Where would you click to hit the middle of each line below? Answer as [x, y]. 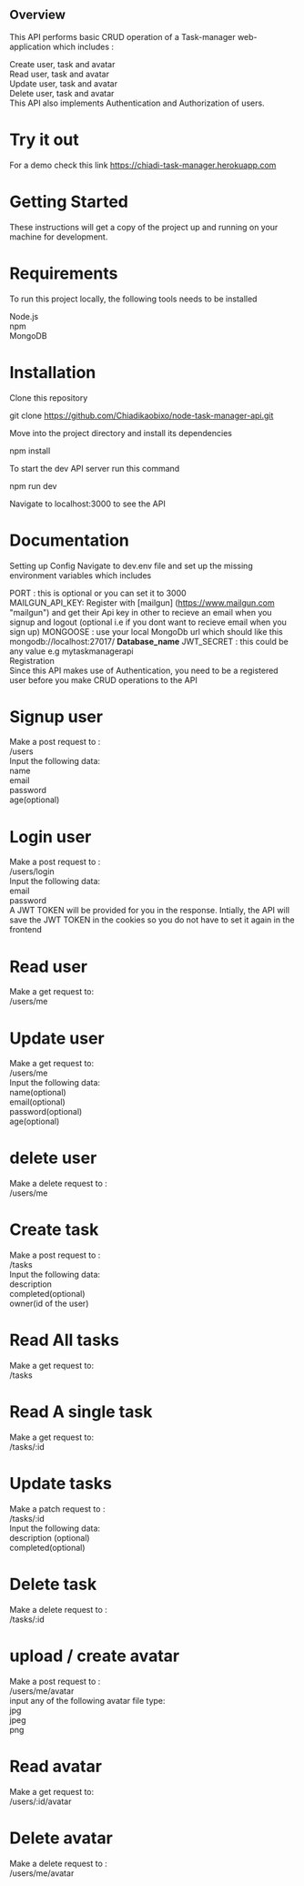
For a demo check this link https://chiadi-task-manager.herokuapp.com [143, 165]
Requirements [64, 273]
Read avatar [56, 1767]
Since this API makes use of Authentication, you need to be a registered [144, 670]
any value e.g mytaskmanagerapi [71, 651]
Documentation [70, 540]
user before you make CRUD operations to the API [103, 680]
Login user [51, 836]
